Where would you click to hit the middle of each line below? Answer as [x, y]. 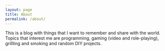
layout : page [19, 10]
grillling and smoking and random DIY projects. [53, 44]
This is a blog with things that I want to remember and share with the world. [83, 33]
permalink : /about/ [25, 19]
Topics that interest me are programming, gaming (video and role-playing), [82, 38]
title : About [19, 14]
